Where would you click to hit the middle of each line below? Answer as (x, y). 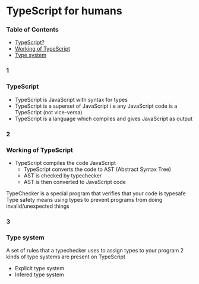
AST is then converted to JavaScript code (75, 182)
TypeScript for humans (64, 11)
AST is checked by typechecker (63, 175)
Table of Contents (33, 30)
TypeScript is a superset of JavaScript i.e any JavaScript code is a (96, 106)
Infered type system (39, 274)
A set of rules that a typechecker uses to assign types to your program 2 (95, 251)
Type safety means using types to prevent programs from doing (84, 199)
